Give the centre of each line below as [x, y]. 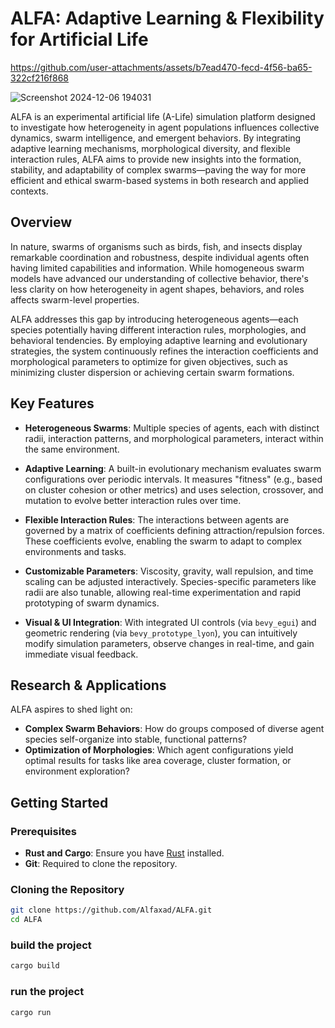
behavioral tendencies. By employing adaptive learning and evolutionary [159, 340]
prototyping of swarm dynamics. [92, 603]
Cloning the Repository [67, 889]
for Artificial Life [79, 39]
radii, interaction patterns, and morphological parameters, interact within [174, 438]
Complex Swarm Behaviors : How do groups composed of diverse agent [174, 729]
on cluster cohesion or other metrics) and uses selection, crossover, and [174, 489]
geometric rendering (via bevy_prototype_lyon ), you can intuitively [161, 633]
